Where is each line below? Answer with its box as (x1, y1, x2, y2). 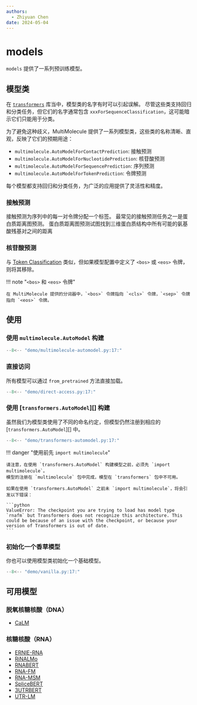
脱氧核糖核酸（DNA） (6, 606, 68, 614)
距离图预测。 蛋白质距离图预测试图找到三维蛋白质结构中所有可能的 (16, 220, 178, 227)
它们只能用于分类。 (11, 115, 58, 122)
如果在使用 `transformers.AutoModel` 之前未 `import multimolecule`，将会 (6, 485, 183, 491)
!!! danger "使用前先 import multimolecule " (6, 448, 111, 456)
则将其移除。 (6, 265, 37, 272)
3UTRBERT (14, 686, 42, 693)
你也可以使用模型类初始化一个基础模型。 (6, 557, 104, 564)
